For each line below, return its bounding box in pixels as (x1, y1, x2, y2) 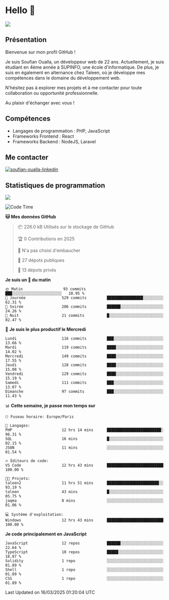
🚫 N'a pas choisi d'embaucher (17, 247, 81, 254)
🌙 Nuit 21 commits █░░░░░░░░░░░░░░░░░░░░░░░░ (5, 313, 164, 318)
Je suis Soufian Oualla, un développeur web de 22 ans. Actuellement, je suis (5, 59, 164, 65)
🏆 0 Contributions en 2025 (17, 236, 75, 242)
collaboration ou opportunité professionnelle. (5, 90, 99, 96)
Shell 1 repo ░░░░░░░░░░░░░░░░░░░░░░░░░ (5, 567, 164, 572)
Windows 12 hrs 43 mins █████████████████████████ (5, 518, 164, 523)
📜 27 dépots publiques (17, 257, 65, 263)
